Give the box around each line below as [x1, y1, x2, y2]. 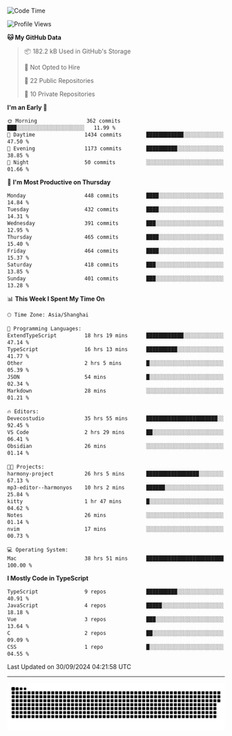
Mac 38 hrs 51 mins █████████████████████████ [7, 555, 224, 562]
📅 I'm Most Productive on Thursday [7, 178, 111, 186]
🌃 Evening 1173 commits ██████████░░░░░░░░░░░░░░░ [7, 145, 224, 152]
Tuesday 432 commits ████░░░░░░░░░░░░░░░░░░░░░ [7, 206, 224, 213]
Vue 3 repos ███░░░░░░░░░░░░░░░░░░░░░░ [7, 616, 224, 623]
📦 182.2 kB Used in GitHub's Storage [23, 47, 131, 55]
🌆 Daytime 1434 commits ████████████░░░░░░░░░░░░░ [7, 131, 224, 138]
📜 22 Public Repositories [23, 77, 95, 84]
